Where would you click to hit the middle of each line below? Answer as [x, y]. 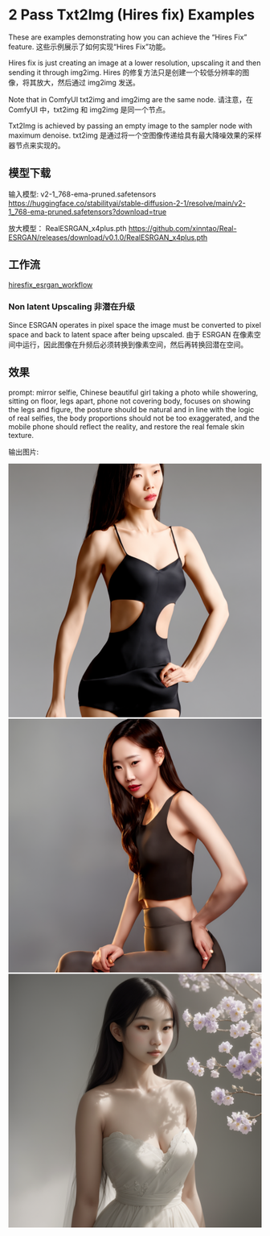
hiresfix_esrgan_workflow [51, 284]
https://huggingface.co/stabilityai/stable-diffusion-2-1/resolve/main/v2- [127, 203]
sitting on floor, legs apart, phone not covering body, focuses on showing [129, 401]
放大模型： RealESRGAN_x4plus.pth [67, 228]
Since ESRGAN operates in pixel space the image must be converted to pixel [135, 325]
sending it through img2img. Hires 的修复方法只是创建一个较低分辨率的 [125, 72]
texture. [21, 435]
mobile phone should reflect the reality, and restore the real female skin [127, 426]
